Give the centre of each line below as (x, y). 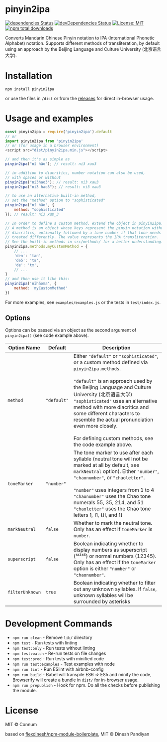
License (22, 710)
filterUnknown (24, 592)
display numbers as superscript (111, 550)
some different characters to (107, 413)
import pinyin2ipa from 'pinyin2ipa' (44, 141)
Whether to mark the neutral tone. (113, 523)
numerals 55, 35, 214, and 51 (109, 502)
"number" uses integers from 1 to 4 (114, 490)
